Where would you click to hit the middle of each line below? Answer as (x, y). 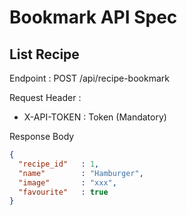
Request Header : (45, 97)
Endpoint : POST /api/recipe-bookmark (89, 78)
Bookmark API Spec (93, 17)
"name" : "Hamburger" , (81, 173)
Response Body (42, 136)
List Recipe (44, 54)
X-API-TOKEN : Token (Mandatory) (95, 117)
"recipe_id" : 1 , (59, 164)
